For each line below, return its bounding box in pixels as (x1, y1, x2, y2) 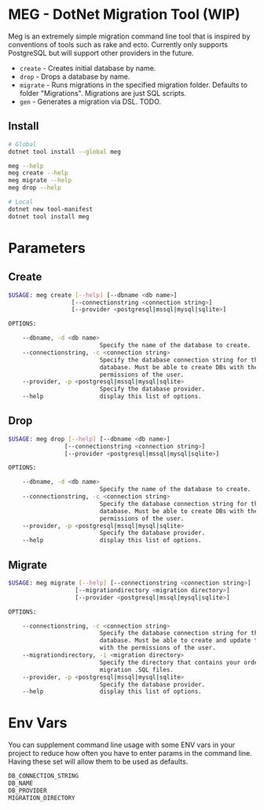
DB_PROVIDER (8, 786, 47, 794)
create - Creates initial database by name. (19, 63, 156, 72)
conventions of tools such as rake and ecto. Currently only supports (8, 39, 228, 49)
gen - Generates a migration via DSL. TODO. (19, 97, 162, 106)
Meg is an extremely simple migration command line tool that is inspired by (8, 31, 251, 41)
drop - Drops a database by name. (19, 71, 130, 81)
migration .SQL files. (99, 665, 174, 673)
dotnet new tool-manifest (8, 205, 93, 213)
